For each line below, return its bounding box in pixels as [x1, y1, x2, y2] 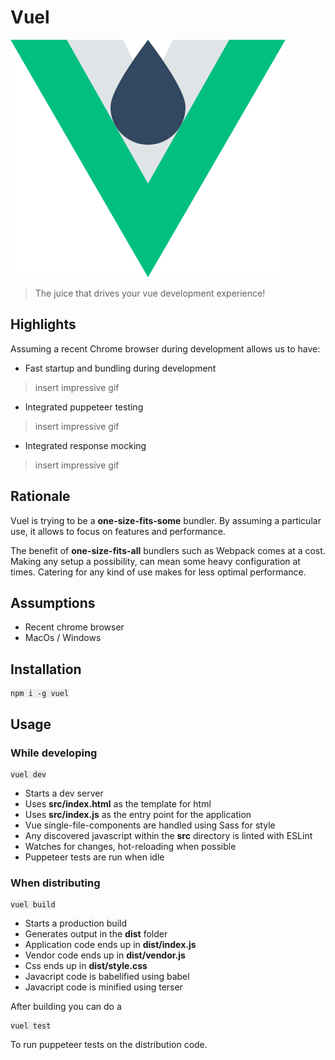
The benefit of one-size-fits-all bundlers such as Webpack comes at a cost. [10, 544, 326, 556]
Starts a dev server [24, 787, 104, 799]
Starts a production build [24, 917, 127, 930]
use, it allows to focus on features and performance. [10, 525, 226, 537]
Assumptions [10, 594, 96, 611]
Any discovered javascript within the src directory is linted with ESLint [24, 829, 313, 841]
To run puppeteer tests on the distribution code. [10, 1039, 208, 1051]
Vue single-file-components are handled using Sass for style [24, 819, 276, 831]
